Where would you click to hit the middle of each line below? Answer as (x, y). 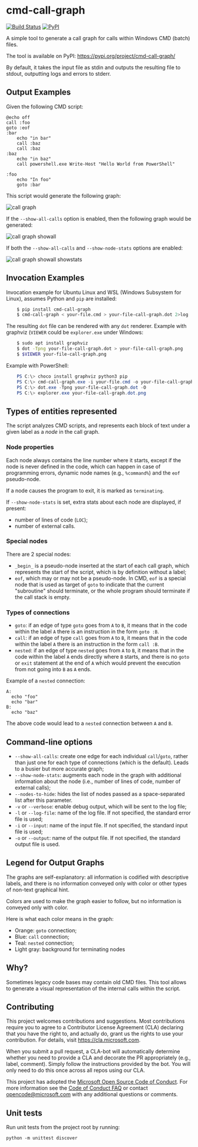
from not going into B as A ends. (53, 669)
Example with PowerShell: (37, 365)
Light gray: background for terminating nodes (70, 949)
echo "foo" (25, 697)
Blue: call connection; (42, 936)
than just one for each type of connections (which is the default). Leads (102, 762)
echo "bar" (25, 702)
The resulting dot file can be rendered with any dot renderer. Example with (96, 326)
